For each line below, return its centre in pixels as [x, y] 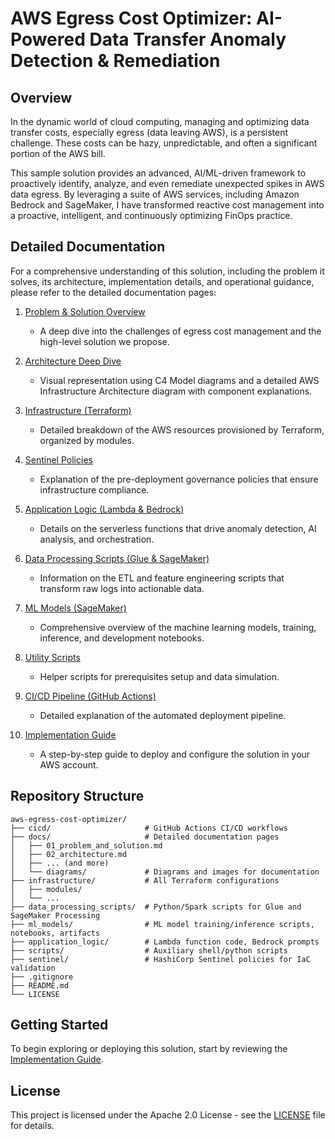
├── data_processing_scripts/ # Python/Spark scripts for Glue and [156, 907]
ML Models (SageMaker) [75, 608]
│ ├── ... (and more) [60, 863]
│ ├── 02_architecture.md [69, 854]
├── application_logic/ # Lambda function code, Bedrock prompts [165, 942]
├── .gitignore [42, 977]
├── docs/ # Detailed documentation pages [145, 837]
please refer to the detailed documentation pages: [113, 292]
